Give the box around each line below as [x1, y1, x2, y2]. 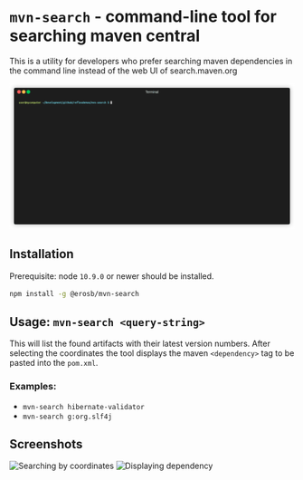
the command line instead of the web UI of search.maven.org [9, 65, 238, 76]
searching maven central [9, 25, 201, 46]
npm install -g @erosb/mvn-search [9, 289, 140, 298]
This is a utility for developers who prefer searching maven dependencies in [9, 55, 293, 66]
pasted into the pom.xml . [9, 358, 99, 369]
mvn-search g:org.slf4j [22, 412, 113, 421]
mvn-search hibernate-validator [22, 402, 145, 411]
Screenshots [9, 437, 83, 452]
